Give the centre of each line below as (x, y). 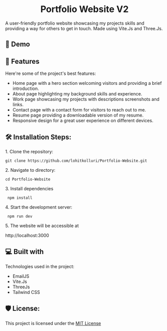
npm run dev (20, 216)
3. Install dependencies (29, 188)
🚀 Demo (18, 44)
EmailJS (21, 276)
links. (18, 104)
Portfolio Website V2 (85, 9)
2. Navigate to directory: (30, 170)
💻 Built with (25, 252)
